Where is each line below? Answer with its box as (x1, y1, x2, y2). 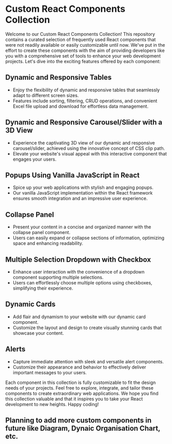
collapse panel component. (12, 229, 71, 236)
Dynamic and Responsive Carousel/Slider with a (5, 118, 163, 127)
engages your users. (12, 156, 56, 162)
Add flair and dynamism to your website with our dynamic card (12, 314, 146, 320)
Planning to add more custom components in (5, 416, 152, 425)
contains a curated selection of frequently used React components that (5, 36, 156, 43)
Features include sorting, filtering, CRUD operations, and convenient (12, 98, 158, 104)
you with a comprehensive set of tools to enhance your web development (5, 52, 161, 59)
